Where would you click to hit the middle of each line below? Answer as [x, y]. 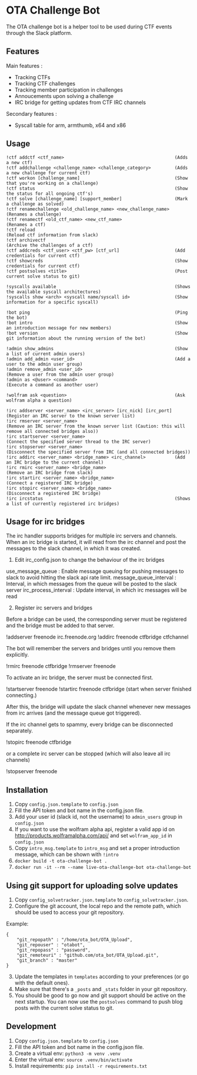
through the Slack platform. [39, 32]
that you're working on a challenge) [52, 183]
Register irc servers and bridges [54, 608]
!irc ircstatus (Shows [98, 499]
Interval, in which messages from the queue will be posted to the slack [92, 584]
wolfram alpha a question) [39, 400]
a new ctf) [19, 162]
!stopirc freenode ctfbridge [39, 742]
